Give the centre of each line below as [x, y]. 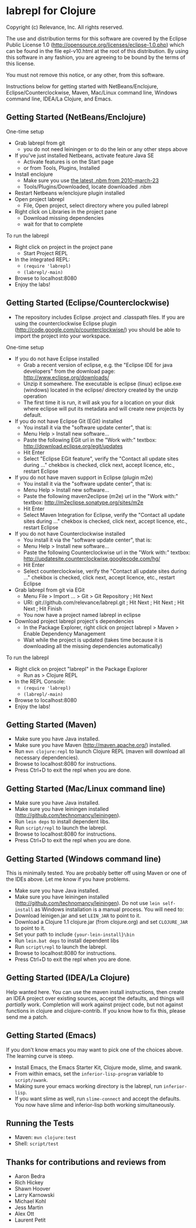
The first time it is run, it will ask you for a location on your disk [99, 402]
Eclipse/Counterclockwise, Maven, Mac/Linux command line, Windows [92, 92]
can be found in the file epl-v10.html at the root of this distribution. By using [97, 51]
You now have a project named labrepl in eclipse [82, 615]
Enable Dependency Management [64, 633]
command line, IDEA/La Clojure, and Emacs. [59, 99]
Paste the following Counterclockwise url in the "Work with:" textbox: [107, 552]
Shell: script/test [36, 1144]
